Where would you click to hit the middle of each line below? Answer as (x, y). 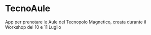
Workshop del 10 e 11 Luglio (33, 27)
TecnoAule (28, 9)
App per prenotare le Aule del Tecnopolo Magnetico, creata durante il (76, 22)
